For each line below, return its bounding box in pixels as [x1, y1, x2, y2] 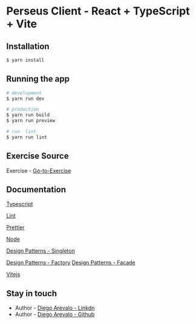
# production [6, 106, 39, 112]
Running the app [6, 74, 70, 84]
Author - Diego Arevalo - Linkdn [15, 304, 95, 312]
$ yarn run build [6, 112, 50, 118]
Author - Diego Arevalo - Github [15, 311, 95, 318]
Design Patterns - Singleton [6, 247, 76, 254]
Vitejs [6, 271, 21, 278]
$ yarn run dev [6, 96, 45, 102]
